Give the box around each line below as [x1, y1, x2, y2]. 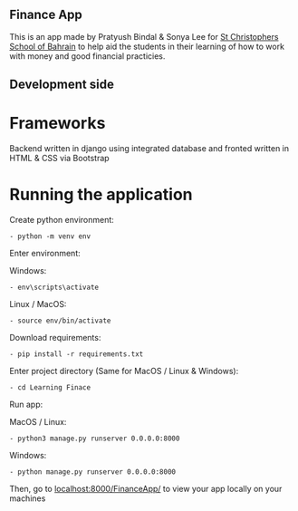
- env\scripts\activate [9, 283, 100, 293]
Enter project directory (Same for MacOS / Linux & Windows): [9, 366, 239, 377]
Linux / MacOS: [9, 299, 67, 310]
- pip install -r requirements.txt [9, 350, 144, 359]
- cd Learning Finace [9, 383, 91, 392]
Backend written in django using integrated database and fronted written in [9, 143, 290, 154]
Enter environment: [9, 248, 82, 259]
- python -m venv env [9, 232, 91, 241]
